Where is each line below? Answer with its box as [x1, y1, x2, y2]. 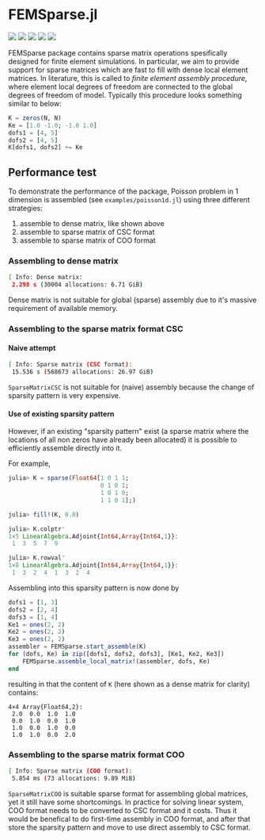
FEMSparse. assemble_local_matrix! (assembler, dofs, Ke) [22, 657, 211, 665]
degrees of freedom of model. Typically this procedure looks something [8, 90, 243, 100]
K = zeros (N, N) [8, 113, 62, 122]
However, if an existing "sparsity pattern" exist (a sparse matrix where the [8, 427, 249, 436]
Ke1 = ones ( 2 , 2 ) [8, 620, 66, 628]
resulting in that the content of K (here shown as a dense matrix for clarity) [8, 679, 251, 688]
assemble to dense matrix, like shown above [19, 219, 165, 228]
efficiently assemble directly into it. [8, 443, 123, 453]
